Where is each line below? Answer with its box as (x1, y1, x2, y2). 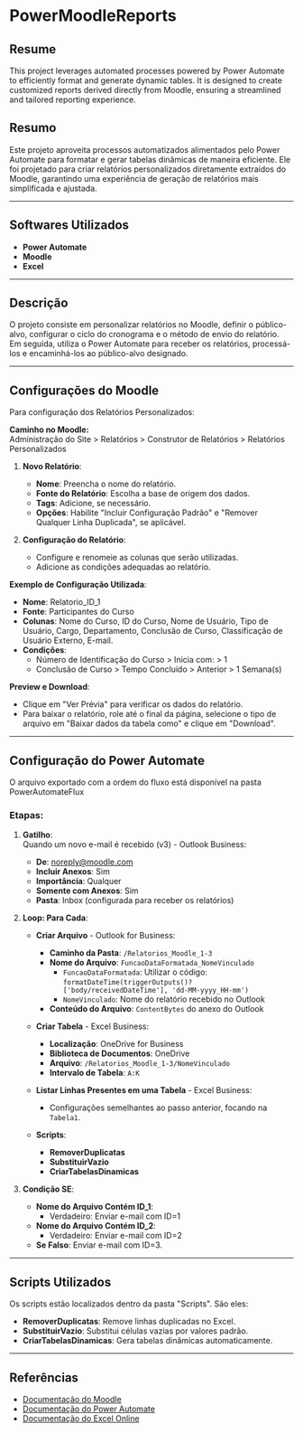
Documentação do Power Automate (22, 1403, 156, 1414)
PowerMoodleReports (9, 5, 178, 26)
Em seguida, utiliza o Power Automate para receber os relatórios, (9, 338, 251, 349)
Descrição (9, 296, 69, 311)
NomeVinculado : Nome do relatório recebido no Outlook (62, 994, 266, 1004)
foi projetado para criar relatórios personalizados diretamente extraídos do (9, 164, 287, 174)
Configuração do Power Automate (9, 752, 206, 768)
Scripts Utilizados (9, 1274, 112, 1289)
